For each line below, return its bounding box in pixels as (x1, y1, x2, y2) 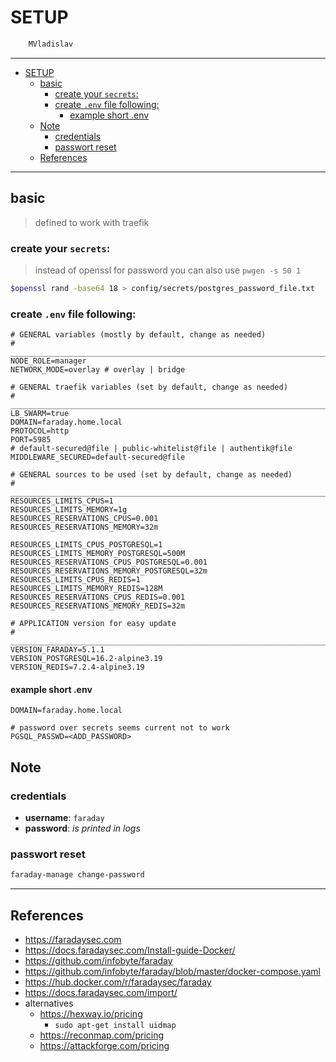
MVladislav (28, 39, 74, 49)
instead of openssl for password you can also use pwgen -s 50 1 (34, 264, 302, 276)
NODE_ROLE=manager (10, 356, 87, 366)
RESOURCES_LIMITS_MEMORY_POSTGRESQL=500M (10, 549, 186, 559)
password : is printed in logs (24, 822, 141, 834)
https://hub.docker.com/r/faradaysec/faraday (24, 976, 212, 988)
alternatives (24, 997, 74, 1009)
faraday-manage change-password (10, 870, 145, 880)
